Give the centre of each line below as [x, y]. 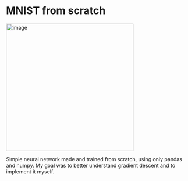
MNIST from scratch [56, 11]
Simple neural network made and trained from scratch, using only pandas [94, 159]
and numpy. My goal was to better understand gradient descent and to [91, 165]
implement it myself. [30, 171]
